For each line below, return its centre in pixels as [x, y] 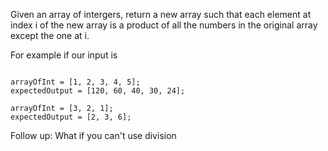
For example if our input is [64, 55]
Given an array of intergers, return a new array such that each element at [161, 14]
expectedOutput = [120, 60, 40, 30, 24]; [98, 91]
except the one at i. [50, 35]
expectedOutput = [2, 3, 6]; [71, 117]
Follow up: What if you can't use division [93, 135]
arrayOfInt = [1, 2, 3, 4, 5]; [75, 82]
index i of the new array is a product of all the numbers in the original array [164, 25]
